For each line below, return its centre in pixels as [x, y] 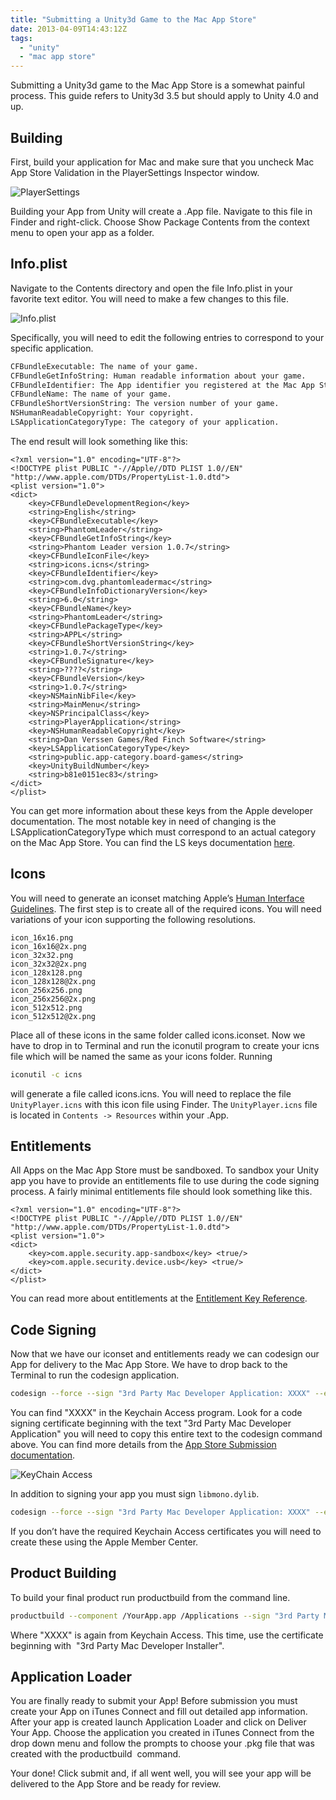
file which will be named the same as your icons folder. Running [141, 1056]
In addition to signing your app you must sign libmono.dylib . [135, 1494]
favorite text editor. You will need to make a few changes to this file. [149, 298]
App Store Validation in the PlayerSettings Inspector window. [135, 172]
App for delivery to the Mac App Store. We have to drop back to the [149, 1365]
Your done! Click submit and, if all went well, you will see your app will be [161, 1773]
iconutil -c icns [46, 1074]
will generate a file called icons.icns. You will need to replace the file [151, 1093]
